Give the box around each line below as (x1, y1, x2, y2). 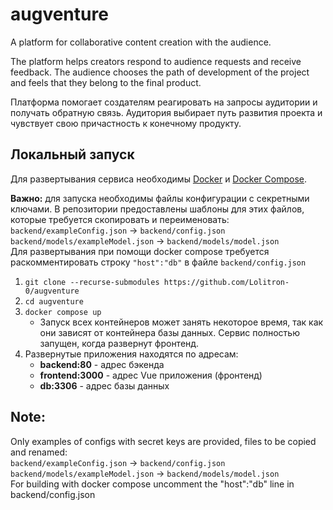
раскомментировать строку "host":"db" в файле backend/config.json (10, 256, 307, 268)
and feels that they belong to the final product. (10, 76, 202, 88)
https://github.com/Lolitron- (163, 277, 290, 287)
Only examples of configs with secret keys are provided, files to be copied (10, 435, 317, 447)
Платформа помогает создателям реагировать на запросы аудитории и (10, 96, 318, 108)
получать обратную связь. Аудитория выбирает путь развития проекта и (10, 106, 323, 118)
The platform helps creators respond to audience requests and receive (10, 55, 302, 67)
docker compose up (24, 307, 102, 317)
